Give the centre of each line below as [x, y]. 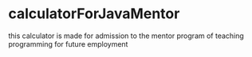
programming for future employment [68, 44]
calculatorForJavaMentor [94, 14]
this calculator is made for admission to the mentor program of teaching [126, 36]
